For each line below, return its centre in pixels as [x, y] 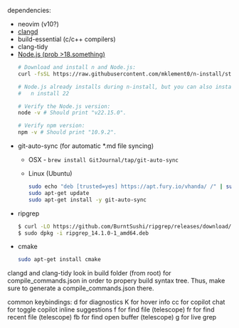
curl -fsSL [34, 74]
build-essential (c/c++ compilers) [67, 39]
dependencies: [29, 10]
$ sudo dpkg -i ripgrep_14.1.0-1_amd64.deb [83, 233]
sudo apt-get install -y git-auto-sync [87, 200]
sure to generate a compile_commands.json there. [81, 288]
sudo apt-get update [59, 193]
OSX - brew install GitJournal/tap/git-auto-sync [103, 160]
